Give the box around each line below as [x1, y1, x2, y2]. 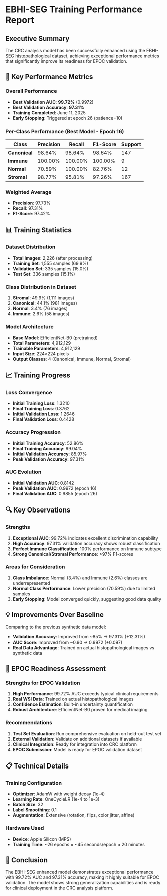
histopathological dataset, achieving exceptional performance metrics [15, 53, 159, 59]
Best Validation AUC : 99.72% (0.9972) [12, 99, 94, 105]
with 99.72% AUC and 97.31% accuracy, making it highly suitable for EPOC [5, 874, 159, 880]
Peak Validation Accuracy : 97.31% [12, 456, 85, 462]
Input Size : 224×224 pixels [12, 350, 69, 357]
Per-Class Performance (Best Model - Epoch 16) [5, 127, 124, 135]
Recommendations [5, 719, 53, 726]
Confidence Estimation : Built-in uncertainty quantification [12, 701, 133, 707]
